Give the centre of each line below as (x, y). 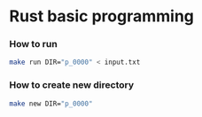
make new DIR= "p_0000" (51, 104)
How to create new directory (72, 85)
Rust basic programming (102, 16)
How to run (33, 44)
